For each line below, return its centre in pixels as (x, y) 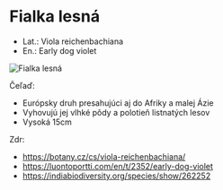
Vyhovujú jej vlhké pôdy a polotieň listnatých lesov (116, 112)
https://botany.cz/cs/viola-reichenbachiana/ (104, 156)
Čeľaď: (22, 85)
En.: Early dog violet (59, 50)
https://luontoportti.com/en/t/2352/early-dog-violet (118, 166)
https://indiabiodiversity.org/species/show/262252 (116, 176)
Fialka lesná (55, 17)
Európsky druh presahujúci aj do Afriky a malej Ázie (118, 103)
